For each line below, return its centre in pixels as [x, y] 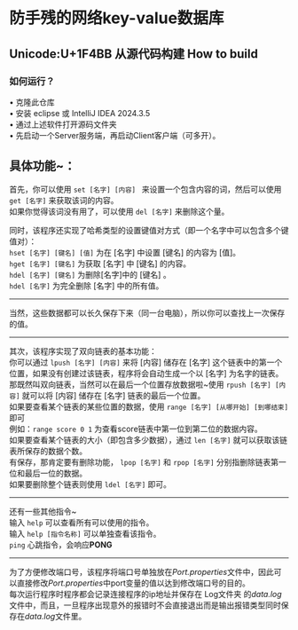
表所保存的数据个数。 [48, 451]
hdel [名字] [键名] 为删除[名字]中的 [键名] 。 [90, 274]
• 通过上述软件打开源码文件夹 [63, 124]
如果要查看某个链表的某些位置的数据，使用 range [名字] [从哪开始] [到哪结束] [149, 406]
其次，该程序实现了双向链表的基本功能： [83, 350]
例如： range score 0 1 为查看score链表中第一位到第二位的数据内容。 [136, 429]
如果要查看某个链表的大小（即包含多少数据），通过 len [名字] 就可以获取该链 [149, 439]
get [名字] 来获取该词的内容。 [64, 200]
